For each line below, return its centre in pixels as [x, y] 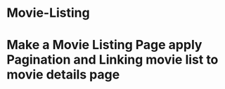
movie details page [63, 75]
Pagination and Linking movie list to [112, 60]
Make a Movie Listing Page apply [104, 45]
